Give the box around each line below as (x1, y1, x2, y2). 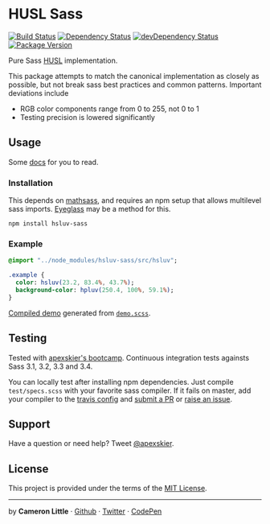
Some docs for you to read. (8, 157, 99, 167)
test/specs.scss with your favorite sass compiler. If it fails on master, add (8, 386, 252, 395)
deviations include (8, 88, 69, 97)
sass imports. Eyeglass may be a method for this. (8, 204, 171, 214)
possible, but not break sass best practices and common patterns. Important (8, 80, 262, 89)
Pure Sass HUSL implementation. (8, 56, 118, 65)
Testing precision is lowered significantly (19, 112, 155, 122)
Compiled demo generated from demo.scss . (8, 307, 151, 318)
